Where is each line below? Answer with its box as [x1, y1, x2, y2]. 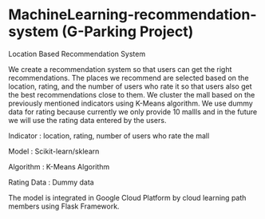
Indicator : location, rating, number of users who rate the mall [8, 130, 210, 141]
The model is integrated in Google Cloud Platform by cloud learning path [8, 193, 247, 202]
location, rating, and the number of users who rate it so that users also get [8, 82, 252, 91]
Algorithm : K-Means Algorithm [8, 161, 110, 171]
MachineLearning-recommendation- [8, 6, 257, 24]
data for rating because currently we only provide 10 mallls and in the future [8, 106, 258, 117]
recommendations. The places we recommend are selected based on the [8, 73, 249, 82]
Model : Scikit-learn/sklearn [8, 146, 100, 156]
